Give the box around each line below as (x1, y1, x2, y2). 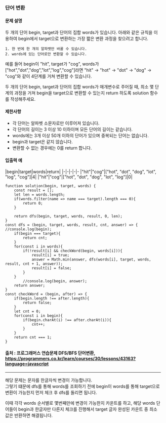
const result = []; (14, 188, 54, 193)
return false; (23, 300, 52, 305)
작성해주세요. (10, 96, 36, 102)
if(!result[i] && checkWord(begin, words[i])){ (23, 248, 123, 253)
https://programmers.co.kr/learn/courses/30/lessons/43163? (5, 356, 136, 362)
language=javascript (5, 361, 49, 367)
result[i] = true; (31, 253, 70, 257)
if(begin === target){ (14, 231, 61, 236)
